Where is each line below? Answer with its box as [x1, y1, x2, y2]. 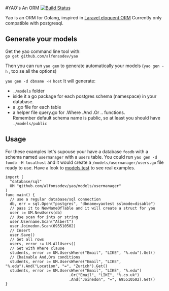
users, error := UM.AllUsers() [10, 241, 76, 246]
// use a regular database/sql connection [10, 196, 101, 202]
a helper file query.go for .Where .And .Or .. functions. [12, 109, 125, 115]
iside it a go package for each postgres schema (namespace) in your [12, 93, 157, 99]
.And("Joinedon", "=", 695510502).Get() [69, 277, 156, 282]
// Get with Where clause [10, 246, 65, 251]
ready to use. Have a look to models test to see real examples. [5, 164, 136, 170]
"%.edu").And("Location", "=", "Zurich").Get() [5, 264, 108, 269]
